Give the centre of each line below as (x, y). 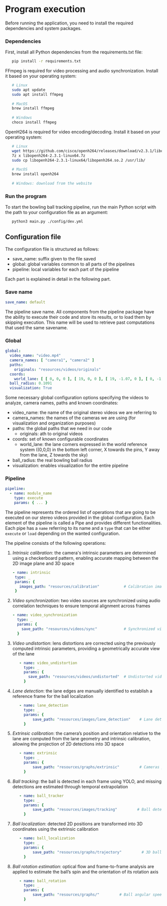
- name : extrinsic (38, 753)
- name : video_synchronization (45, 615)
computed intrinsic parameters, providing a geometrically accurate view (86, 648)
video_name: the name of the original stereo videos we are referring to (84, 413)
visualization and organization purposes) (54, 423)
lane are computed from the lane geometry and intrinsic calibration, (81, 739)
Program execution (45, 9)
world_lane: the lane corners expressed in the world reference (83, 445)
